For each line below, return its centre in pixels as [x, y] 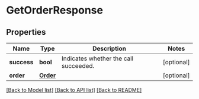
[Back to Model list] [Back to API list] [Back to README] [74, 90]
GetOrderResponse [55, 10]
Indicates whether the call [97, 58]
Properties [26, 32]
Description [109, 49]
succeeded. [78, 66]
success [21, 62]
